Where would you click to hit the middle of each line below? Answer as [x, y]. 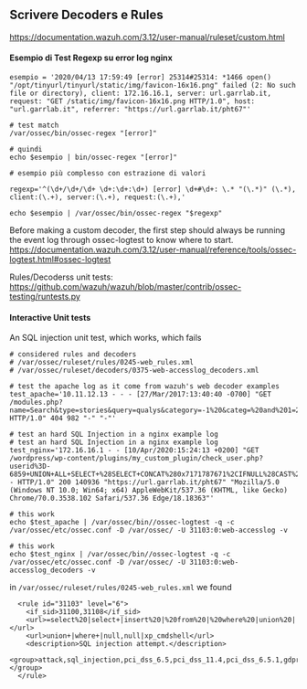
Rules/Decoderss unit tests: [61, 277]
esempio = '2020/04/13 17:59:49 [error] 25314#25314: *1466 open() [141, 78]
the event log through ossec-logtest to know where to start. [122, 240]
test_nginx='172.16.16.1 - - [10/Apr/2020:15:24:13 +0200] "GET [134, 450]
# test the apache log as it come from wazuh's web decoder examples [145, 387]
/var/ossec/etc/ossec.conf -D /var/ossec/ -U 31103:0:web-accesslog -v [148, 530]
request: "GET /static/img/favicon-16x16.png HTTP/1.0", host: [132, 101]
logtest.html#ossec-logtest [60, 260]
